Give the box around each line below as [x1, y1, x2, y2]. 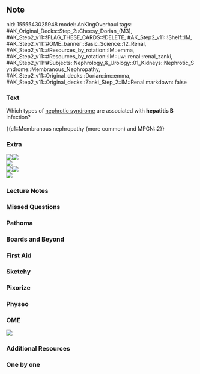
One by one [6, 360, 41, 369]
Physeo [6, 299, 29, 308]
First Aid [6, 251, 32, 260]
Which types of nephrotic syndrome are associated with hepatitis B [6, 107, 174, 114]
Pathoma [6, 219, 33, 228]
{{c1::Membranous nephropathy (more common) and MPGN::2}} [6, 125, 165, 132]
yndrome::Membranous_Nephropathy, [6, 66, 101, 73]
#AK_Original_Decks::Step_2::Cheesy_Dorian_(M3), [6, 27, 133, 34]
